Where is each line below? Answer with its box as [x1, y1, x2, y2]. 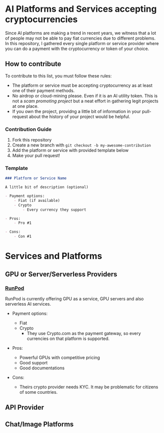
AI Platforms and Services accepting [5, 3, 157, 15]
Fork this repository [12, 137, 52, 143]
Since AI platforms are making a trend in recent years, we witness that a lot [5, 30, 157, 36]
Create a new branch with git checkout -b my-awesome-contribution [12, 142, 151, 148]
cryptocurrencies [5, 14, 78, 25]
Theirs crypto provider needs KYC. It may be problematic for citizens [19, 384, 158, 390]
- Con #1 [14, 234, 32, 239]
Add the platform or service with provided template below [12, 147, 129, 153]
